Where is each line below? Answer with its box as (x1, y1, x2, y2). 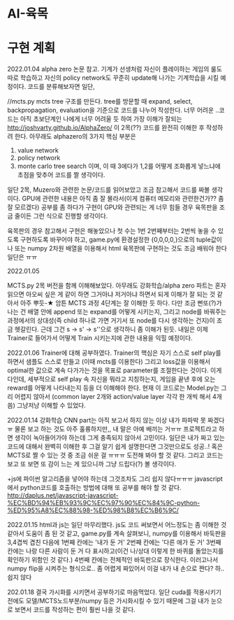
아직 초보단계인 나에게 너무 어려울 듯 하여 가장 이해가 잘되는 (20, 115, 183, 123)
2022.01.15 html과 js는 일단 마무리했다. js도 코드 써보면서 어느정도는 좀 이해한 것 (7, 521, 227, 529)
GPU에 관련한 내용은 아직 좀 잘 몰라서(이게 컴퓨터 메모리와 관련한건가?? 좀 (22, 195, 224, 203)
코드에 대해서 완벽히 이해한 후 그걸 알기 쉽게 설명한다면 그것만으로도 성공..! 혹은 (7, 442, 224, 451)
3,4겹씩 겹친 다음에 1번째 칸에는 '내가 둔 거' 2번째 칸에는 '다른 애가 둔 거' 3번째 (7, 538, 221, 547)
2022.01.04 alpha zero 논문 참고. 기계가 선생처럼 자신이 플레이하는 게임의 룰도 (7, 65, 222, 73)
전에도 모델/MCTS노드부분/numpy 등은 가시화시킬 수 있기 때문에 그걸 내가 (7, 597, 210, 605)
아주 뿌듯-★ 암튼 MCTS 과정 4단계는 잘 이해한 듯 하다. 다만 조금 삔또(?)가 (20, 299, 222, 307)
